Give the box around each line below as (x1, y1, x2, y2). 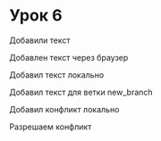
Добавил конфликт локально (9, 104, 120, 114)
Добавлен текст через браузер (9, 52, 129, 62)
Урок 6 (9, 5, 63, 26)
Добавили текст (9, 35, 71, 46)
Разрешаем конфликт (9, 121, 92, 132)
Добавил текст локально (9, 69, 105, 80)
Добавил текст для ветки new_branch (9, 87, 154, 97)
